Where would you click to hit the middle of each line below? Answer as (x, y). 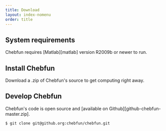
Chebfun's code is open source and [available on (57, 108)
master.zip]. (18, 114)
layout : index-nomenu (28, 15)
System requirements (40, 40)
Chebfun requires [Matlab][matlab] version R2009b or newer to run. (76, 52)
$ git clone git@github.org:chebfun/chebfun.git (58, 123)
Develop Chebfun (34, 96)
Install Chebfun (30, 68)
